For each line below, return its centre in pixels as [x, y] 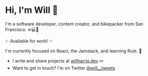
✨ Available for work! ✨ [29, 41]
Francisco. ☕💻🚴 [22, 29]
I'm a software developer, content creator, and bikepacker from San [74, 24]
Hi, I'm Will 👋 [32, 10]
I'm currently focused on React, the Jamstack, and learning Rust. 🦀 [74, 51]
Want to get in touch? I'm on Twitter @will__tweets [64, 68]
